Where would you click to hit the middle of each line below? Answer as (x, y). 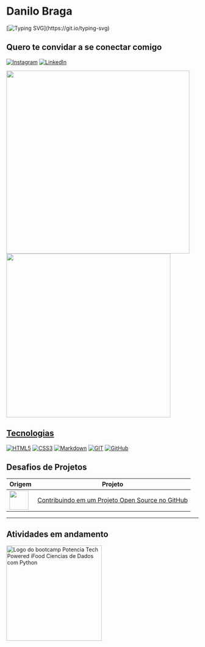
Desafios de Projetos (47, 467)
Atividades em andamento (57, 534)
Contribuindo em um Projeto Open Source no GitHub (113, 500)
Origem (20, 484)
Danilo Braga (39, 11)
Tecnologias (30, 433)
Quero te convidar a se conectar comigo (84, 47)
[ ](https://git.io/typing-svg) (58, 28)
